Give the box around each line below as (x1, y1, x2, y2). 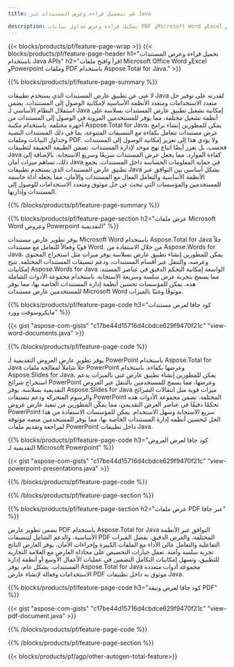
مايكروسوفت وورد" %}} (8, 308, 71, 316)
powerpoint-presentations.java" (8, 464, 99, 472)
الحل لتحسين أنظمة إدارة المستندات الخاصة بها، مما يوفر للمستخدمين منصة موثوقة (8, 415, 221, 423)
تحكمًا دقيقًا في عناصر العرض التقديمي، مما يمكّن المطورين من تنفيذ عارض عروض (8, 400, 219, 408)
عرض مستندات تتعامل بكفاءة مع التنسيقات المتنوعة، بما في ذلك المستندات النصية (8, 128, 218, 136)
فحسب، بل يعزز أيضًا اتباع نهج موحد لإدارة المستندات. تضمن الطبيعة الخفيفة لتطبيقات (8, 143, 227, 151)
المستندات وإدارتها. (8, 187, 57, 196)
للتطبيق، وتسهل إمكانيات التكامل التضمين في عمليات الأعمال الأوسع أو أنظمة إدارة (8, 555, 220, 563)
